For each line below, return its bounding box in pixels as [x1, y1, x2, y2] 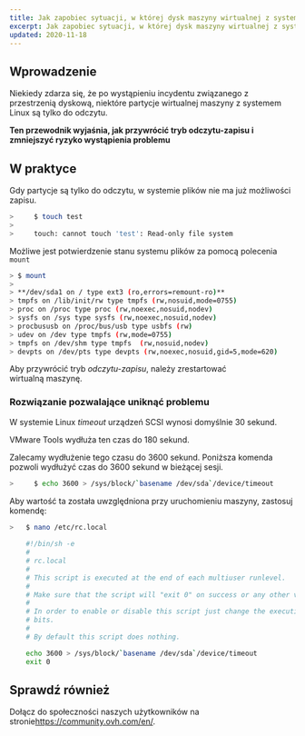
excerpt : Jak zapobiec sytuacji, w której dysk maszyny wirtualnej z [9, 22, 279, 31]
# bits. [25, 615, 54, 625]
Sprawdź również [9, 682, 111, 698]
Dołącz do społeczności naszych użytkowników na [9, 706, 200, 718]
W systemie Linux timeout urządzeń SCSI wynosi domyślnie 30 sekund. [9, 416, 278, 427]
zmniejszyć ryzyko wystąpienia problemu [9, 134, 171, 145]
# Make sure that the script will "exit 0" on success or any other [25, 590, 290, 600]
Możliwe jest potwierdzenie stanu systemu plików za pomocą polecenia [9, 245, 278, 256]
